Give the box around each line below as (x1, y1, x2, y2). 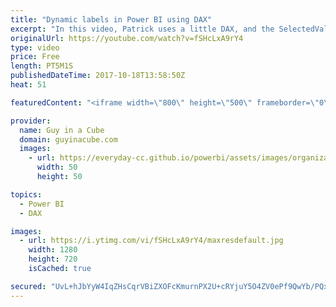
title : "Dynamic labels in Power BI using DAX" (10, 14, 213, 25)
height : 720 (28, 254, 78, 265)
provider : (10, 116, 52, 126)
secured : (10, 281, 47, 291)
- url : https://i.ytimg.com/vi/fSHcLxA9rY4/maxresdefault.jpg (19, 236, 284, 246)
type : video (10, 42, 60, 53)
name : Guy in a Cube (19, 125, 105, 135)
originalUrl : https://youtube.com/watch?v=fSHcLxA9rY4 (10, 33, 244, 43)
